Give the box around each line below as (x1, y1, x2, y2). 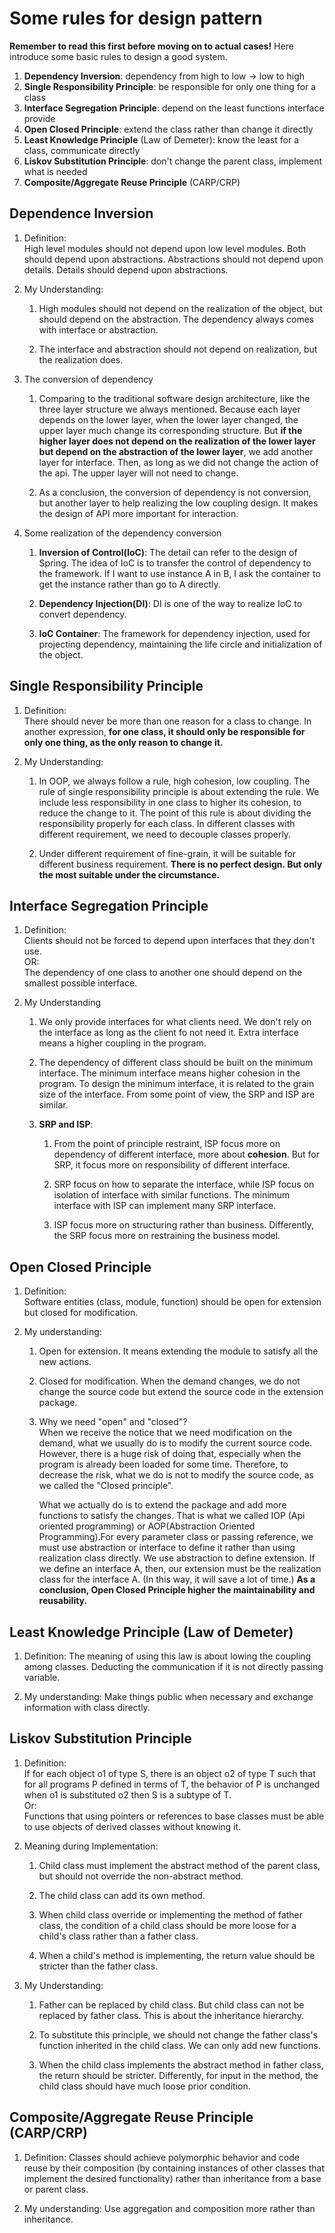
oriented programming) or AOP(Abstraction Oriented (38, 1520, 256, 1532)
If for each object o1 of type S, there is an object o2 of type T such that (23, 1767, 316, 1779)
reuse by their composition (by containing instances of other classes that (23, 2162, 325, 2174)
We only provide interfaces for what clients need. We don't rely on (38, 1016, 312, 1028)
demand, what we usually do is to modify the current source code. (38, 1437, 313, 1449)
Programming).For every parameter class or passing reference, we (38, 1531, 314, 1543)
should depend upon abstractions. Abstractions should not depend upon (23, 253, 324, 265)
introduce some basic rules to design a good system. (9, 50, 228, 62)
